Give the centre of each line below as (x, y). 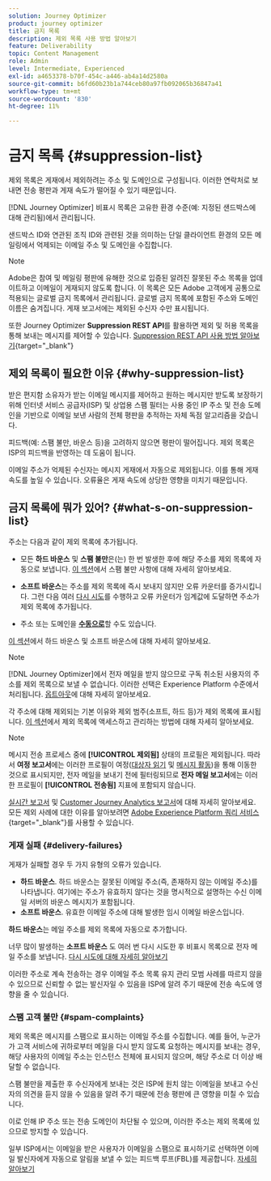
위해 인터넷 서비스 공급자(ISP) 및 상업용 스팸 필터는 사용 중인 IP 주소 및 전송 (127, 404)
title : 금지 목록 (34, 31)
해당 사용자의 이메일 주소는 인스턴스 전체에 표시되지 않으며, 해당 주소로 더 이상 (131, 1057)
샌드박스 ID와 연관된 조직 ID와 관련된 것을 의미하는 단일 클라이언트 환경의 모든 (131, 235)
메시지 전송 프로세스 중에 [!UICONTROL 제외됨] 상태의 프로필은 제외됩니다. (127, 754)
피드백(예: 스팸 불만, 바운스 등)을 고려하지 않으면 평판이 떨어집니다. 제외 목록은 (131, 442)
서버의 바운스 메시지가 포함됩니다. (82, 901)
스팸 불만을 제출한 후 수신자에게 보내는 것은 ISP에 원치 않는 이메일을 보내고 (126, 1084)
